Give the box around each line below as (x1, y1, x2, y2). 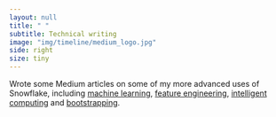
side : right (9, 46, 53, 55)
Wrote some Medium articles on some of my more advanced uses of (9, 79, 260, 89)
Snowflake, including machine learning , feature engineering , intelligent (9, 88, 268, 98)
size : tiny (9, 54, 50, 63)
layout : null (9, 12, 58, 22)
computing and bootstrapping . (9, 97, 121, 107)
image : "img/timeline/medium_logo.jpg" (9, 37, 157, 47)
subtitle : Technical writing (9, 29, 117, 38)
